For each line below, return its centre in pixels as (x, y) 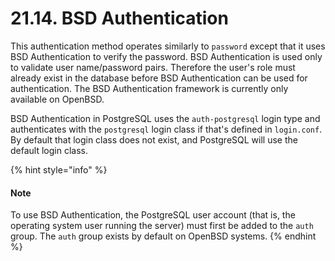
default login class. (49, 150)
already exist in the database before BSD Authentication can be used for (159, 78)
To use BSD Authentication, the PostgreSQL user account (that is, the (153, 215)
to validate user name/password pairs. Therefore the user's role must (153, 67)
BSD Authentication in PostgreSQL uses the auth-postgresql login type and (165, 118)
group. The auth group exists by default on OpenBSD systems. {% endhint (163, 236)
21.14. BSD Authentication (119, 18)
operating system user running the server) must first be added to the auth (162, 226)
